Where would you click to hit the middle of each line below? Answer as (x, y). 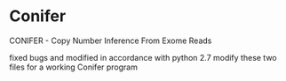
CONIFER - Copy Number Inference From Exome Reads (111, 40)
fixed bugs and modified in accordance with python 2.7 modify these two (143, 57)
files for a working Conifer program (73, 67)
